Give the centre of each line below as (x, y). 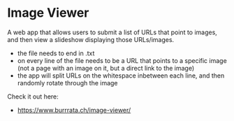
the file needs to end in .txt (56, 53)
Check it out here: (33, 97)
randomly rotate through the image (67, 83)
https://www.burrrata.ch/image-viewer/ (74, 110)
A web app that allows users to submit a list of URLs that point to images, (112, 32)
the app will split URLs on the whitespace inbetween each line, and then (121, 76)
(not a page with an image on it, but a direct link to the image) (106, 68)
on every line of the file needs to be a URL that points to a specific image (122, 60)
